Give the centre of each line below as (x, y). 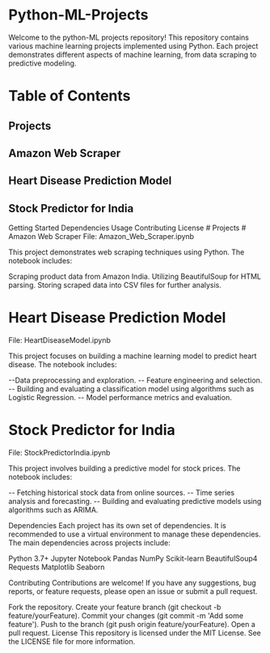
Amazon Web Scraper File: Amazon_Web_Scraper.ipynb (101, 237)
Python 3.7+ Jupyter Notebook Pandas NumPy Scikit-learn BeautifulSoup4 (133, 558)
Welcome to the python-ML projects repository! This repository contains (129, 37)
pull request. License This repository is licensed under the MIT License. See (135, 633)
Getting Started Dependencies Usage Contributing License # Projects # (127, 228)
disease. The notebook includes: (63, 365)
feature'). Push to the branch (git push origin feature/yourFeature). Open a (132, 624)
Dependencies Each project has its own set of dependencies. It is (117, 525)
